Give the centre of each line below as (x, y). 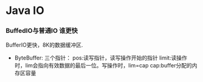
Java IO (25, 11)
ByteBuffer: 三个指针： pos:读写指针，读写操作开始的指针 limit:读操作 (101, 58)
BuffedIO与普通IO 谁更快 (42, 31)
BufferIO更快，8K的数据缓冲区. (44, 45)
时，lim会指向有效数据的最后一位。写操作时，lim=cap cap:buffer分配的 (103, 66)
